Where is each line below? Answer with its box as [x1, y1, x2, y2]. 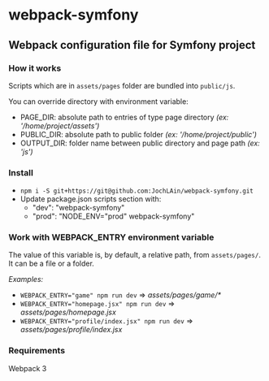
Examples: [8, 275, 44, 284]
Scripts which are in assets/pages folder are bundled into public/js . [8, 80, 236, 90]
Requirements [8, 345, 66, 357]
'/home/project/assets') [20, 120, 100, 131]
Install [8, 167, 34, 178]
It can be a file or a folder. [8, 258, 95, 269]
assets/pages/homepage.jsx [20, 307, 116, 318]
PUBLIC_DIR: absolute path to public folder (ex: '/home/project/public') [20, 129, 258, 139]
